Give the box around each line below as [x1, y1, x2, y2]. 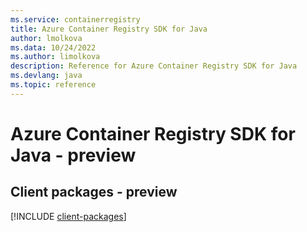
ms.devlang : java [10, 71, 83, 81]
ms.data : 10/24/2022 [10, 42, 97, 53]
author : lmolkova [10, 33, 83, 43]
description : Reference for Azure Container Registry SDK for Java [10, 61, 298, 71]
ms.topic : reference [10, 80, 97, 90]
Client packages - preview [10, 184, 178, 201]
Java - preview [10, 144, 137, 166]
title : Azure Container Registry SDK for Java [10, 24, 208, 34]
